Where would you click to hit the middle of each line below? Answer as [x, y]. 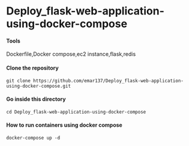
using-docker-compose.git [38, 86]
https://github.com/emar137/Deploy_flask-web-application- [108, 81]
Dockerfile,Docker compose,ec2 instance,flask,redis [71, 54]
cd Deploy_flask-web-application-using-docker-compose [76, 112]
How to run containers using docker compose [64, 125]
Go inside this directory [36, 99]
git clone [19, 81]
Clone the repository [32, 68]
